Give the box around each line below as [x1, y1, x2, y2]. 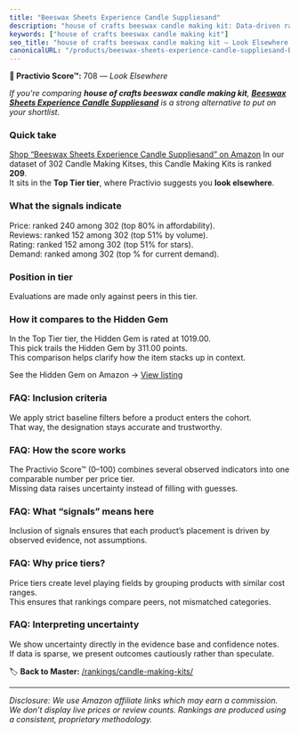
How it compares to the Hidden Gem [9, 313, 169, 325]
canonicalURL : [9, 46, 62, 55]
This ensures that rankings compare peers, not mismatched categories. [9, 596, 271, 607]
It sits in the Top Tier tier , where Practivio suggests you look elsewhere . [9, 177, 275, 188]
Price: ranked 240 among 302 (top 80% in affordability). [9, 220, 215, 231]
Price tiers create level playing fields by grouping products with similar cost [9, 577, 286, 588]
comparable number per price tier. [9, 473, 135, 484]
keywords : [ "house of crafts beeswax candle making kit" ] [9, 29, 229, 38]
